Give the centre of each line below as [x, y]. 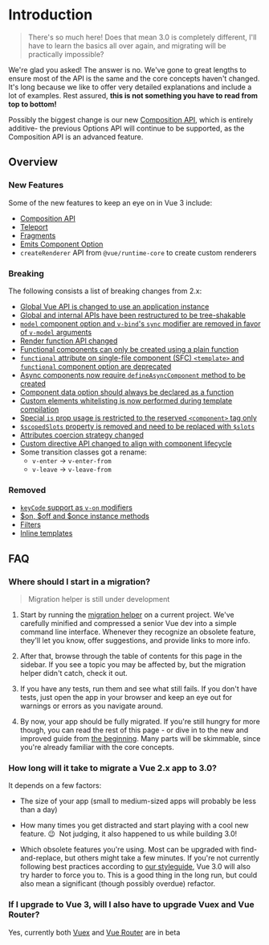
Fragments [38, 235]
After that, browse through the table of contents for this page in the [131, 656]
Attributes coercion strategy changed [82, 435]
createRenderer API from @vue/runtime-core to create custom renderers [138, 252]
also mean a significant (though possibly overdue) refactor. [118, 884]
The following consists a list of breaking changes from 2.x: [105, 291]
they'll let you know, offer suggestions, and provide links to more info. [135, 640]
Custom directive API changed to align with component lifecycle [126, 443]
